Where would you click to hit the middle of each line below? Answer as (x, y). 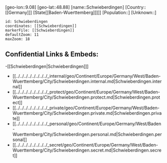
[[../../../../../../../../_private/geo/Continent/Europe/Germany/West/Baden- (86, 108)
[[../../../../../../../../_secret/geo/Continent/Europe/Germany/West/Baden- (85, 145)
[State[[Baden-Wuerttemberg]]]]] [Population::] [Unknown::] (95, 12)
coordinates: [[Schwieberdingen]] (41, 26)
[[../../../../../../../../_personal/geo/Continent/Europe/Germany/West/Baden (87, 124)
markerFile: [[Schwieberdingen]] (40, 30)
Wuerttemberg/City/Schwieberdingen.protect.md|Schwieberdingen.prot (86, 97)
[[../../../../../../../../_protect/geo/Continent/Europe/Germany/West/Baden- (86, 92)
